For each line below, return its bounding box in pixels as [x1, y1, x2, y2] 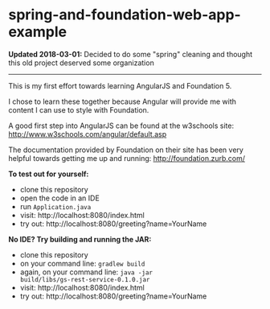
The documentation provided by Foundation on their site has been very [8, 145, 243, 154]
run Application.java [19, 201, 92, 211]
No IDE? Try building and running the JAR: [8, 234, 152, 244]
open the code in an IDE [19, 193, 100, 203]
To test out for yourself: [8, 169, 89, 179]
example [8, 23, 67, 41]
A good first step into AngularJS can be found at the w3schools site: [8, 121, 235, 130]
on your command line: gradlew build [19, 258, 145, 268]
